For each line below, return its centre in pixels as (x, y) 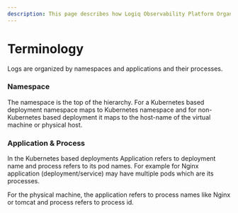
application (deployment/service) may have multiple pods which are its (110, 173)
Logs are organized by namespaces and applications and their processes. (115, 69)
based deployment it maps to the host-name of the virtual (126, 117)
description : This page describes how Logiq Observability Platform (110, 14)
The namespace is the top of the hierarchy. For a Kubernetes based (106, 102)
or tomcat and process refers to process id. (71, 202)
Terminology (45, 48)
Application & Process (46, 143)
